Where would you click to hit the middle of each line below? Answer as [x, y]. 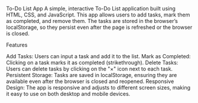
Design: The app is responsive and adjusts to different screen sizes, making [98, 87]
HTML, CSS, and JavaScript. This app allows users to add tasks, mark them [98, 15]
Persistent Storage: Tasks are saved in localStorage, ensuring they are [92, 75]
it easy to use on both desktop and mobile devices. [68, 94]
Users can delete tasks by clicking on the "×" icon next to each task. [90, 69]
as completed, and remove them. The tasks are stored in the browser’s [92, 21]
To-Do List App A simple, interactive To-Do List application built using [91, 9]
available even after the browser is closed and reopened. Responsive [90, 81]
